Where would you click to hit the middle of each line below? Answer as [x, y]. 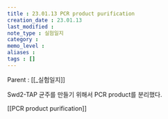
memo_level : [26, 46]
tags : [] [22, 59]
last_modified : [31, 26]
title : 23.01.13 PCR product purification [71, 14]
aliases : [22, 53]
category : [23, 40]
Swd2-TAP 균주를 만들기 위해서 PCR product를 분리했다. [85, 94]
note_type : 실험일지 [35, 33]
